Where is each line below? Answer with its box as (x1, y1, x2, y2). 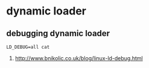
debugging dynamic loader (6, 28, 110, 39)
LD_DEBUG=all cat (6, 44, 50, 50)
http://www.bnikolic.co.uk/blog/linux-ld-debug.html (14, 55, 143, 61)
